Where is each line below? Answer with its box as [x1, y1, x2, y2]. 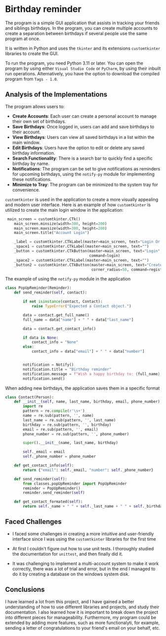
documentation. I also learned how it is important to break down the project [5, 609, 159, 615]
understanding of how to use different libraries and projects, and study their [5, 604, 160, 610]
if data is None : [23, 335, 58, 340]
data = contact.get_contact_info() [23, 326, 96, 331]
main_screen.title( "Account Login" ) [14, 231, 90, 235]
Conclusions [5, 585, 45, 594]
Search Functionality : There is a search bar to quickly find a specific [12, 155, 153, 161]
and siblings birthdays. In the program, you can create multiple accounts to [5, 25, 158, 31]
